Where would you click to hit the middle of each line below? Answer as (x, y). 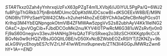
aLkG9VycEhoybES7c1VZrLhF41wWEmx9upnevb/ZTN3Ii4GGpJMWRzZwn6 (83, 44)
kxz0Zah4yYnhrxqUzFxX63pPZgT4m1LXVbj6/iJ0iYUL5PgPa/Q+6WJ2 (91, 7)
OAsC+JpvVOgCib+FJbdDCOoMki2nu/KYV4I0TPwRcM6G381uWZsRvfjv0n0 (84, 28)
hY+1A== (14, 49)
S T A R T (12, 7)
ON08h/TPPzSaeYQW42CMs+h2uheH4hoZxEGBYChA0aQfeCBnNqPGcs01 (83, 18)
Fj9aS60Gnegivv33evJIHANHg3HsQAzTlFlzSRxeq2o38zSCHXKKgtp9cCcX (83, 33)
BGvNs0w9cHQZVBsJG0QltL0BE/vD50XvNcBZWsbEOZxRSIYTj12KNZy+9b (83, 39)
